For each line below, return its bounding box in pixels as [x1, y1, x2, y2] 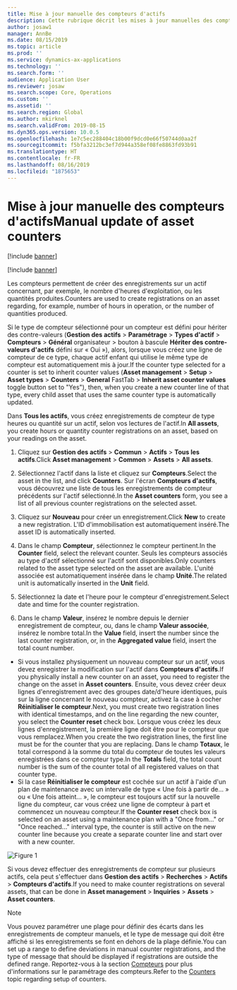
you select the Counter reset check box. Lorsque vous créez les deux [17, 717, 221, 726]
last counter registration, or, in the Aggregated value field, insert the [17, 636, 217, 645]
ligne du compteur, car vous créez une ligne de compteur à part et [17, 799, 210, 809]
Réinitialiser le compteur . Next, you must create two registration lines [17, 702, 220, 710]
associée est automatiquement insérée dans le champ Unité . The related [17, 571, 227, 580]
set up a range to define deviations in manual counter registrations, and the [7, 944, 226, 953]
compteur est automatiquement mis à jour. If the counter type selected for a [7, 360, 226, 369]
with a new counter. [17, 837, 75, 846]
